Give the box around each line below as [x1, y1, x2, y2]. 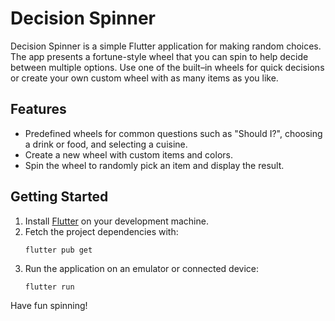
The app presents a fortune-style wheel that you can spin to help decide [10, 50, 309, 62]
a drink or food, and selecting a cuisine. [24, 138, 188, 150]
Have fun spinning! [10, 299, 88, 311]
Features [10, 101, 67, 118]
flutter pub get [24, 245, 93, 255]
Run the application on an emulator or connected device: [24, 262, 260, 274]
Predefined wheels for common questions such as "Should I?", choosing [24, 127, 323, 139]
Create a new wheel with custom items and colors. [24, 148, 233, 161]
